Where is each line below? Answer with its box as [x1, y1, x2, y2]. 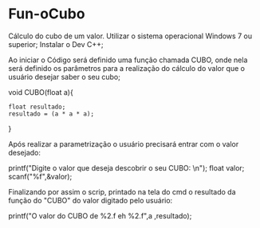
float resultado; [8, 103, 66, 111]
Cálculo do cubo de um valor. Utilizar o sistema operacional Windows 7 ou [8, 31, 253, 41]
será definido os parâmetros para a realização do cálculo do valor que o [8, 63, 246, 73]
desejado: [8, 147, 41, 157]
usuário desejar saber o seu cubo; [8, 72, 121, 81]
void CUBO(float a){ [8, 87, 73, 96]
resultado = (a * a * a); [8, 109, 94, 118]
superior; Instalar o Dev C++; [8, 39, 104, 49]
